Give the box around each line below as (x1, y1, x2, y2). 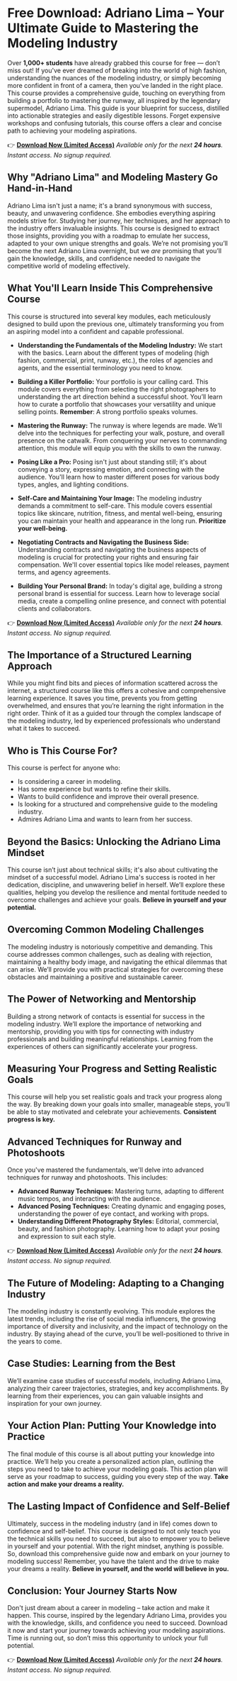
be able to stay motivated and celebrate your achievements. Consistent (7, 1108, 217, 1116)
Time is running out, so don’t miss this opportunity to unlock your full (7, 1633, 209, 1643)
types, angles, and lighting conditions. (17, 480, 129, 489)
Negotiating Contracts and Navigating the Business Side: (17, 538, 190, 546)
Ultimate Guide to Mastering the (7, 20, 200, 36)
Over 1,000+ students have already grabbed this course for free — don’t (7, 58, 221, 67)
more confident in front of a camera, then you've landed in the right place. (7, 81, 224, 89)
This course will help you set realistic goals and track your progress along (7, 1092, 223, 1101)
